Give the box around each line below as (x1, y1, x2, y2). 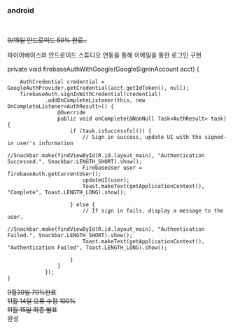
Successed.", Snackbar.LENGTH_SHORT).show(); (7, 159, 142, 166)
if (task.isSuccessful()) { (69, 128, 152, 135)
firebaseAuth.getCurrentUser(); (7, 170, 101, 177)
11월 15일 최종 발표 (7, 306, 58, 314)
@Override (57, 109, 86, 116)
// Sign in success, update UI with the (82, 134, 202, 141)
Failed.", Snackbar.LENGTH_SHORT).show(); (7, 232, 133, 239)
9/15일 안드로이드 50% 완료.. (7, 36, 87, 44)
